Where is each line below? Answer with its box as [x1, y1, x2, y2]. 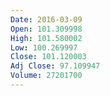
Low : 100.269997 [10, 42, 78, 53]
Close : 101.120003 [10, 52, 87, 62]
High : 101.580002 [10, 33, 83, 43]
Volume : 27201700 [10, 71, 83, 81]
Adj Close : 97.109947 [10, 61, 101, 71]
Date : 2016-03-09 [10, 14, 83, 25]
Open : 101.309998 [10, 24, 83, 34]
